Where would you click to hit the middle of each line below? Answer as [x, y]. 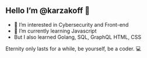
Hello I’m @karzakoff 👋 [48, 11]
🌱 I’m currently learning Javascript [55, 31]
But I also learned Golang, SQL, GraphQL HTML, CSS [78, 37]
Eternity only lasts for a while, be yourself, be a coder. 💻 [73, 48]
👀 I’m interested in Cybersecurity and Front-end [71, 24]
